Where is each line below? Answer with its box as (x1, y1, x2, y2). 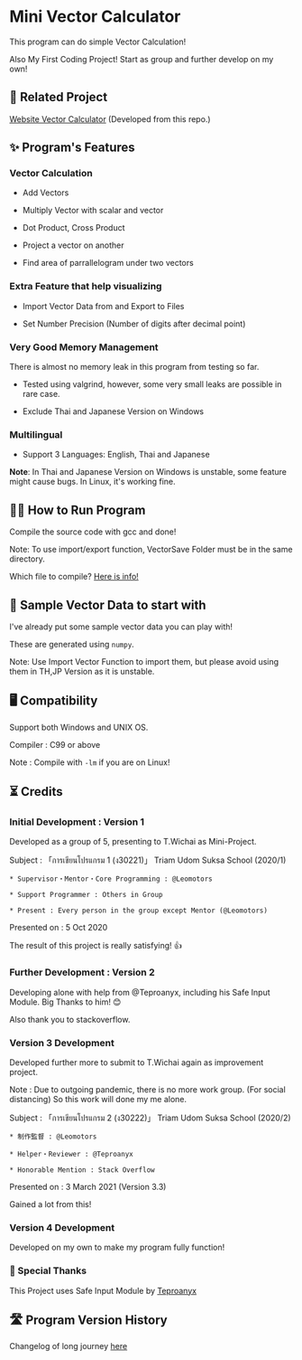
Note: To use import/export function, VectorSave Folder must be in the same (9, 544, 293, 555)
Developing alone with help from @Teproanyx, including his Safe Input (9, 987, 270, 997)
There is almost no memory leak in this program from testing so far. (9, 362, 260, 373)
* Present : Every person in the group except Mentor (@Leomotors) (9, 906, 269, 915)
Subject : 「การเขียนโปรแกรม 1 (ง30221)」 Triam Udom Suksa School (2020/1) (9, 855, 287, 865)
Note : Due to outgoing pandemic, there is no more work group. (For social (9, 1084, 286, 1095)
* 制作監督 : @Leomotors (9, 1132, 97, 1141)
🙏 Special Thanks (9, 1264, 87, 1277)
